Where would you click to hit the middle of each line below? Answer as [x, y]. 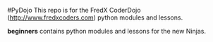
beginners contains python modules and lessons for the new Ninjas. [107, 31]
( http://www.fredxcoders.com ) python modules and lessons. [95, 17]
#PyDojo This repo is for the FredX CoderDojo [74, 10]
